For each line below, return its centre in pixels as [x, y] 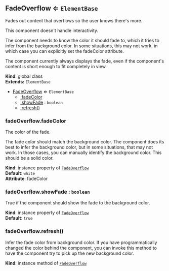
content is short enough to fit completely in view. [56, 66]
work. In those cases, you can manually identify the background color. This [83, 153]
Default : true [19, 218]
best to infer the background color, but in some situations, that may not [79, 147]
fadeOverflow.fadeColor [36, 121]
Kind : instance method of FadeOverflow [46, 263]
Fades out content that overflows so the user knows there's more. [74, 20]
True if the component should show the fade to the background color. [78, 203]
